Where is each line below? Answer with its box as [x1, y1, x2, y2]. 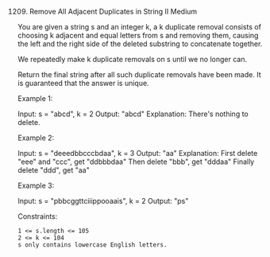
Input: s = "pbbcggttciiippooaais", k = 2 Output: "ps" [17, 197, 189, 205]
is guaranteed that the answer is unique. [17, 79, 150, 88]
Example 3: [17, 181, 55, 190]
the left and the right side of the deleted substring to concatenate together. [17, 39, 263, 49]
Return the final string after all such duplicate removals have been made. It [17, 70, 261, 79]
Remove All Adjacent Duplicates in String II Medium [29, 7, 198, 16]
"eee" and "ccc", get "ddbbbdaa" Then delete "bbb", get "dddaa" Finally [17, 157, 255, 166]
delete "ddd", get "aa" [17, 165, 91, 174]
